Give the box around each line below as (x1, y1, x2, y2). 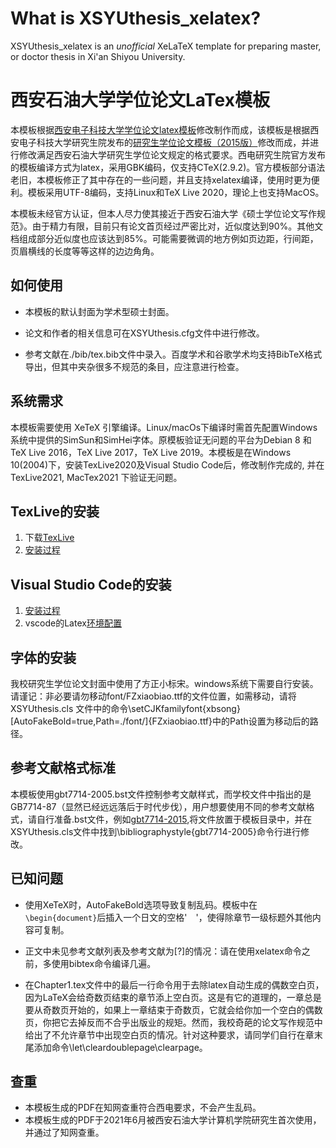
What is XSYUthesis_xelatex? (10, 7, 262, 30)
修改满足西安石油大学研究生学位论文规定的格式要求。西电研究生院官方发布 (18, 148, 326, 161)
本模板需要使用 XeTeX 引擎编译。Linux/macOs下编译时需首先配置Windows (10, 421, 318, 433)
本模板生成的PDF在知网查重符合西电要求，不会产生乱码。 (24, 1102, 262, 1114)
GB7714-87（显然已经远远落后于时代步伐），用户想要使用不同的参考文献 (10, 800, 307, 812)
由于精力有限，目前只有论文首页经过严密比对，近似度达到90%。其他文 (31, 220, 324, 232)
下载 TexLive (24, 532, 75, 544)
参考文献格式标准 (10, 760, 116, 777)
